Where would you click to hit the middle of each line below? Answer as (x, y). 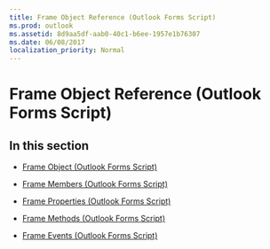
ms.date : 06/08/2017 (48, 42)
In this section (49, 146)
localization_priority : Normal (67, 51)
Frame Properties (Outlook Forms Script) (96, 201)
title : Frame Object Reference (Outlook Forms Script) (113, 17)
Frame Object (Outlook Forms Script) (90, 167)
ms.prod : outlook (41, 26)
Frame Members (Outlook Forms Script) (95, 184)
